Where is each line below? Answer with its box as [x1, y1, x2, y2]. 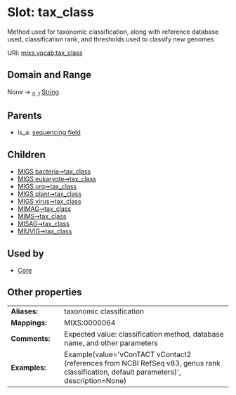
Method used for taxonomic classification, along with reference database [7, 27, 219, 36]
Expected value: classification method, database [64, 329, 224, 339]
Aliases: [11, 306, 39, 316]
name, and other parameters [64, 338, 158, 348]
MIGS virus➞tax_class [17, 197, 82, 206]
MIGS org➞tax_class [17, 182, 77, 190]
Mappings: [11, 318, 48, 328]
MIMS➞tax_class [17, 212, 67, 221]
